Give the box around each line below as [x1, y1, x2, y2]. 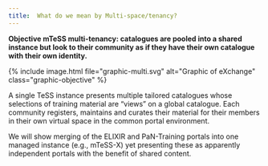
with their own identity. [8, 51, 87, 60]
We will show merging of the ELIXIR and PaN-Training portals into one [8, 132, 239, 141]
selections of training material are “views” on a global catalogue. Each [8, 99, 240, 108]
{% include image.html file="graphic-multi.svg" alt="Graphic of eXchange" [8, 66, 256, 76]
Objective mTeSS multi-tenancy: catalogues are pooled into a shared [8, 34, 242, 43]
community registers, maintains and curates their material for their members [8, 107, 261, 117]
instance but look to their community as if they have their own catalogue [8, 42, 255, 52]
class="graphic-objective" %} [8, 75, 108, 84]
